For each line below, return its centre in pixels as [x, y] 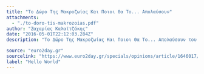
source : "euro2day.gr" [35, 51]
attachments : [23, 17]
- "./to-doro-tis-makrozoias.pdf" [55, 23]
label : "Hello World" [34, 62]
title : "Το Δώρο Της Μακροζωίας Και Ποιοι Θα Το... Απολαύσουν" [89, 12]
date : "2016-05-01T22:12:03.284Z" [50, 34]
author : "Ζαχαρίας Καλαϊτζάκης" [47, 29]
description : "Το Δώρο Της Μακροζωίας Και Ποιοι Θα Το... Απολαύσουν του [102, 40]
